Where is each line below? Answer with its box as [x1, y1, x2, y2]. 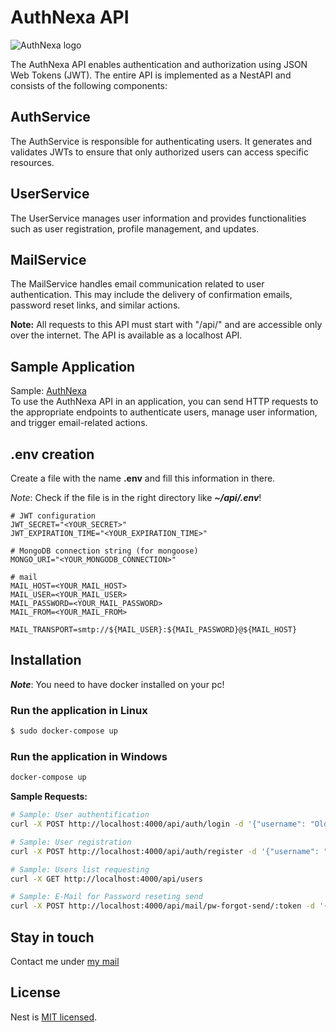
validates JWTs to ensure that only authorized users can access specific [10, 146, 309, 158]
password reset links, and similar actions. [10, 299, 181, 311]
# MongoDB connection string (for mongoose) [10, 546, 199, 556]
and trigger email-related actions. [10, 417, 148, 429]
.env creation [10, 446, 95, 463]
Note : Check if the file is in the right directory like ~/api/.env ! [10, 492, 262, 503]
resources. [10, 156, 55, 168]
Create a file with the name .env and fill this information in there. [10, 472, 276, 484]
